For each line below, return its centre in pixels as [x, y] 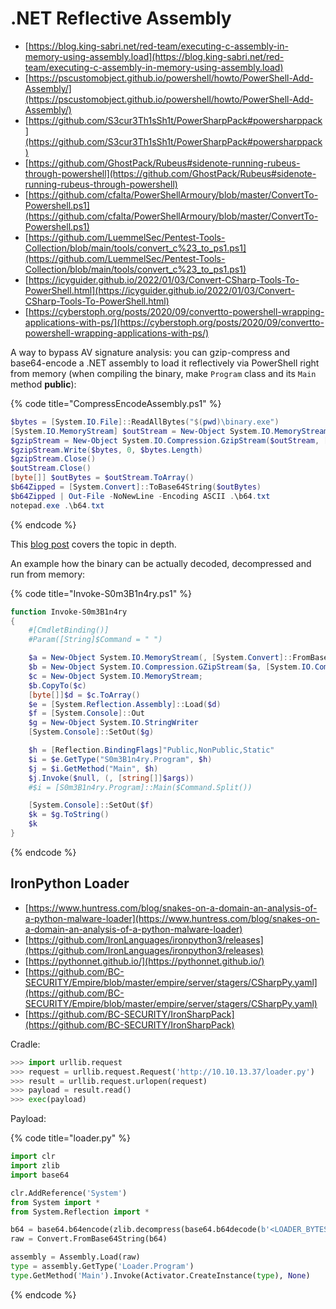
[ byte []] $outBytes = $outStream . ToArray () [102, 478]
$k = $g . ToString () [69, 815]
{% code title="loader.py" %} [70, 1138]
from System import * [55, 1202]
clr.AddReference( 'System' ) [69, 1193]
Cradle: [25, 1044]
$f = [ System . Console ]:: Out [86, 713]
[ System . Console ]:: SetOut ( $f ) [91, 805]
